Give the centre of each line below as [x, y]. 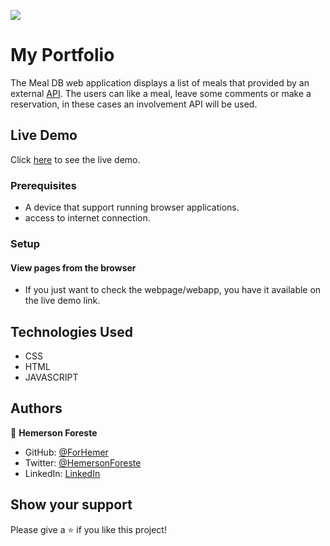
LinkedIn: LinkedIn [62, 473]
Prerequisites [43, 185]
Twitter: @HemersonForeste [83, 462]
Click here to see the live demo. [75, 159]
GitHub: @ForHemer [66, 452]
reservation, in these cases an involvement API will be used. [134, 104]
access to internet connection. [87, 218]
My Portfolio [62, 55]
